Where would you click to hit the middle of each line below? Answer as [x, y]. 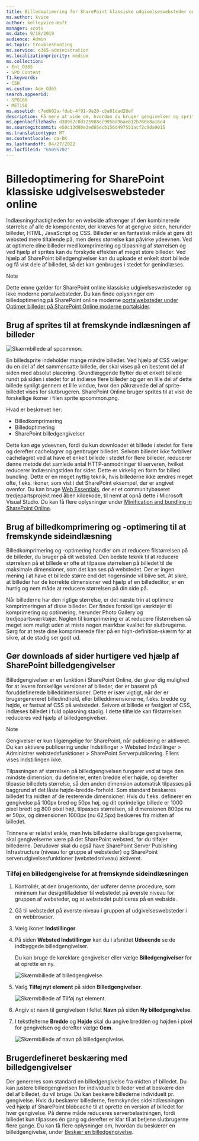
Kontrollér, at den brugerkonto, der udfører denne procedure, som [95, 886]
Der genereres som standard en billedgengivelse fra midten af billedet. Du [97, 1081]
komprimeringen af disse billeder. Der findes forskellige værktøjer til [89, 606]
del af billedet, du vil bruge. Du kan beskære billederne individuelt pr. [90, 1094]
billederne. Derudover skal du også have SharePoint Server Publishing [92, 846]
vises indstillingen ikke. [34, 759]
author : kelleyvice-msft [37, 23]
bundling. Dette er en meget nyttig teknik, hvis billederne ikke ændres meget [99, 477]
